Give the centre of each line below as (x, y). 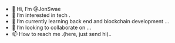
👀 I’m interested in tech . (41, 15)
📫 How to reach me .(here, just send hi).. (61, 34)
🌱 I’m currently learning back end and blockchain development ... (90, 21)
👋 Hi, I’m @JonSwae (36, 9)
